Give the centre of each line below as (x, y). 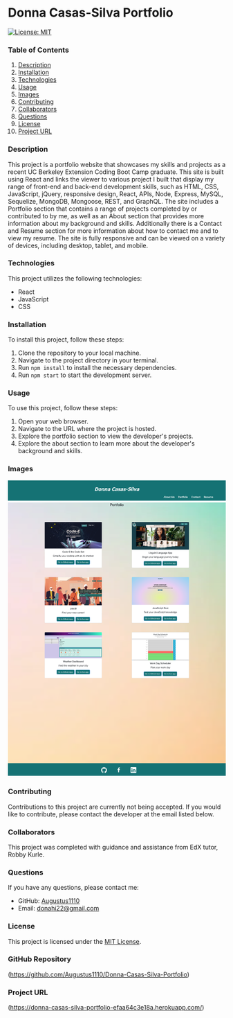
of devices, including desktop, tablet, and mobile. (78, 245)
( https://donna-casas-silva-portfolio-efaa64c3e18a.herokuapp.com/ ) (106, 1008)
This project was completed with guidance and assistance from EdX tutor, (113, 847)
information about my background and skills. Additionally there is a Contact (115, 223)
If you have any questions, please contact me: (73, 888)
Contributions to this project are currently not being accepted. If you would (114, 807)
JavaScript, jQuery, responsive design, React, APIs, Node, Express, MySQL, (115, 194)
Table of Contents (39, 50)
